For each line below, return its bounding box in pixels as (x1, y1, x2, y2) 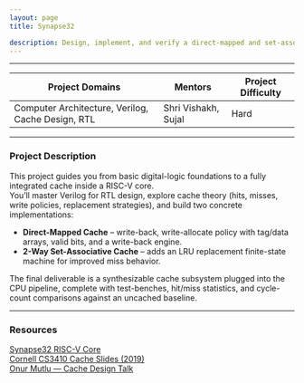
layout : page (9, 13, 59, 23)
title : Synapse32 (9, 22, 75, 31)
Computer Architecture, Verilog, (14, 101, 149, 114)
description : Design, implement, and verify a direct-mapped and (9, 38, 261, 47)
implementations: (9, 209, 74, 220)
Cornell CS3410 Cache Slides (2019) (9, 353, 145, 364)
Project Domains (48, 81, 121, 93)
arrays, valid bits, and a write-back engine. (22, 236, 183, 247)
